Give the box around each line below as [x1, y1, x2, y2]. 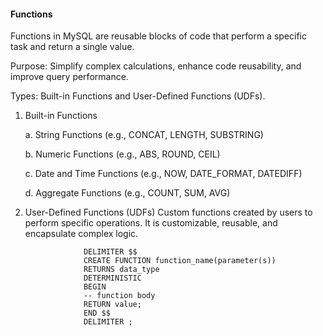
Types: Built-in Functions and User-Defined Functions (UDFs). [10, 90, 266, 102]
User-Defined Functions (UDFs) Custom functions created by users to [24, 206, 313, 219]
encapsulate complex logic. [24, 228, 139, 240]
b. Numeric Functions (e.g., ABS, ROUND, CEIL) [24, 148, 221, 160]
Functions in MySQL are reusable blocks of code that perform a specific [10, 30, 307, 42]
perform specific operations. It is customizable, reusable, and [24, 217, 278, 229]
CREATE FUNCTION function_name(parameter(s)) [83, 256, 277, 266]
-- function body [83, 291, 156, 301]
